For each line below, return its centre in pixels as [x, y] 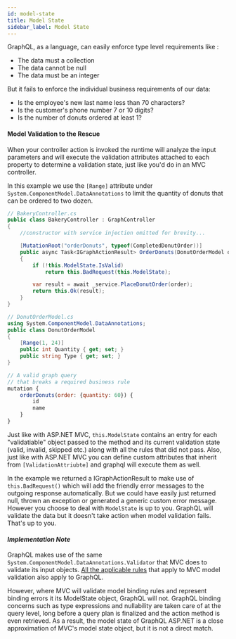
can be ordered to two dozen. [50, 201]
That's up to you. [32, 523]
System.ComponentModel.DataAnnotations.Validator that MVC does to [107, 562]
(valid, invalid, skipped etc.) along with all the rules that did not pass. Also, [114, 449]
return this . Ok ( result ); [69, 291]
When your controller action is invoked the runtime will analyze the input [112, 149]
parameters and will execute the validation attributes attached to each [108, 157]
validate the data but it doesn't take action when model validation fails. [109, 515]
